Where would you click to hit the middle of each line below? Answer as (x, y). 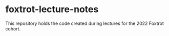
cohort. (13, 28)
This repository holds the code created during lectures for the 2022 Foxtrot (84, 23)
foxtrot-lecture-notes (52, 9)
